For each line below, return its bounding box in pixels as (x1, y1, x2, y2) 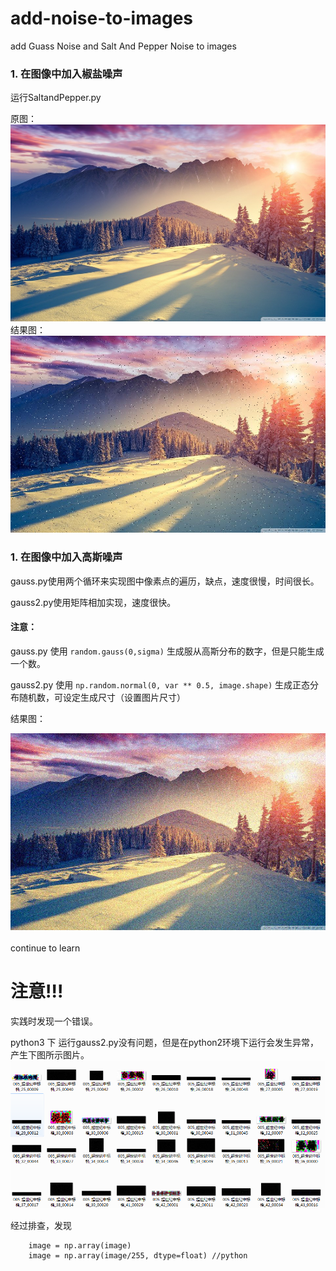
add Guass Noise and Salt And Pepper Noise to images (10, 40, 237, 52)
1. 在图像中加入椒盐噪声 (10, 67, 123, 81)
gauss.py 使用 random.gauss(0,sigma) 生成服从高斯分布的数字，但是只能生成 (10, 645, 325, 657)
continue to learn (10, 942, 81, 954)
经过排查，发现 (10, 1220, 72, 1232)
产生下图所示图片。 (10, 1048, 90, 1061)
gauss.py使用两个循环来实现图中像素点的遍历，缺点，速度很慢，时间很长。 (10, 575, 320, 587)
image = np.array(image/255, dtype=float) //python (28, 1251, 248, 1261)
